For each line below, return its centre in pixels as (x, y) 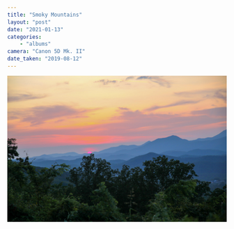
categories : (24, 37)
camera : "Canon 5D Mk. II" (46, 52)
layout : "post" (29, 22)
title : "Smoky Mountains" (45, 15)
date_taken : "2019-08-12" (45, 59)
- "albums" (36, 44)
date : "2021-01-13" (36, 29)
